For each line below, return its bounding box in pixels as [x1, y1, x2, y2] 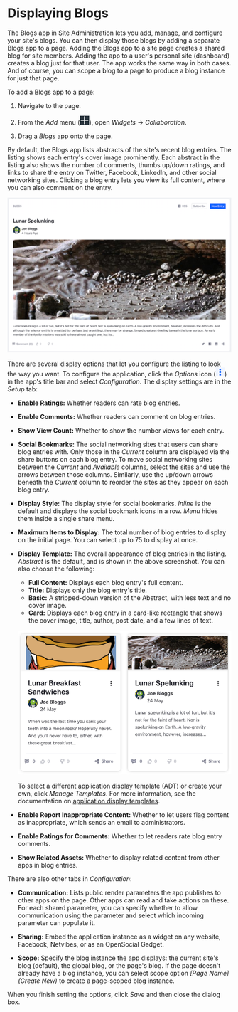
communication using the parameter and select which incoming [17, 911, 205, 919]
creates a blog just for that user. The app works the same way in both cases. [7, 58, 232, 67]
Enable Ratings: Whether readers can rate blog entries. [17, 399, 180, 407]
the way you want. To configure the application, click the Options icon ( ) [7, 370, 227, 379]
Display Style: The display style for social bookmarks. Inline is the [17, 500, 212, 508]
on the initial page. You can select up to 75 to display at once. [17, 536, 198, 544]
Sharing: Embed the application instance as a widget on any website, [17, 932, 222, 941]
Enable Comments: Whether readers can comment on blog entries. [17, 413, 216, 421]
